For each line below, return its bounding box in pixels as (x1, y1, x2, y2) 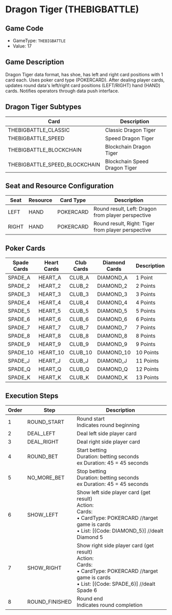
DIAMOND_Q (97, 366, 128, 373)
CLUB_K (69, 374, 90, 381)
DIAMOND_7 (97, 324, 128, 331)
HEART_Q (38, 366, 61, 373)
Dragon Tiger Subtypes (5, 102, 82, 111)
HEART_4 (38, 299, 61, 306)
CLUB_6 (69, 316, 89, 323)
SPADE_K (8, 374, 31, 381)
